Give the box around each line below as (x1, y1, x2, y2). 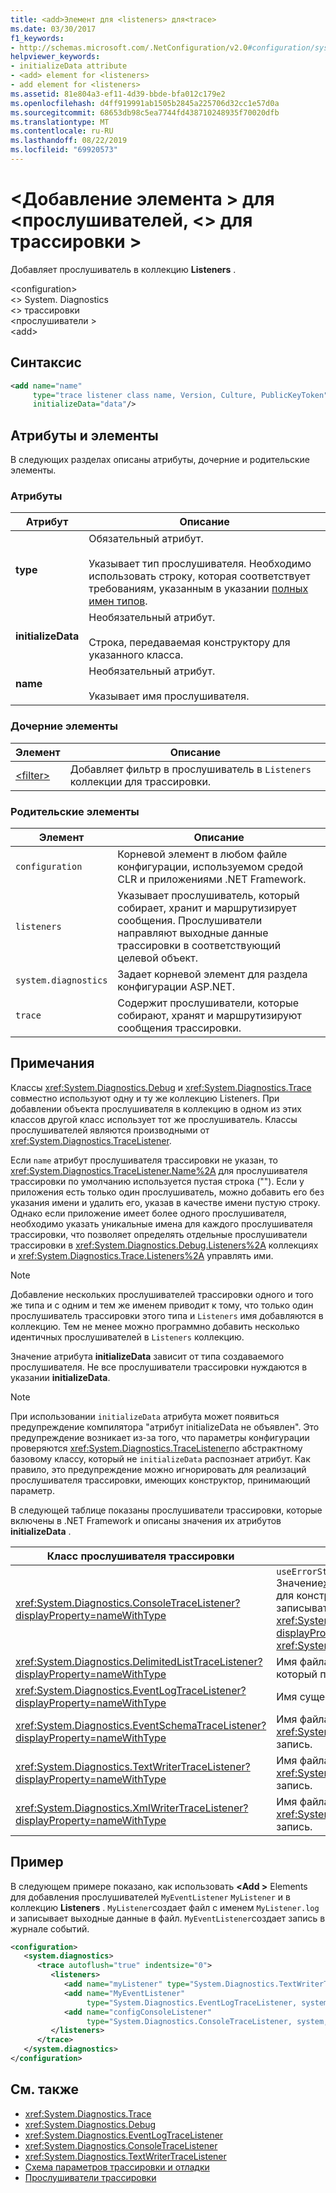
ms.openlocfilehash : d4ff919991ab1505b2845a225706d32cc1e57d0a (10, 98, 280, 108)
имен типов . (88, 594, 148, 608)
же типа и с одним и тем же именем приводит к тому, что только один (10, 1299, 314, 1311)
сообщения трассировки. (117, 1021, 242, 1035)
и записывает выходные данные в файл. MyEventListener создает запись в (10, 1912, 326, 1924)
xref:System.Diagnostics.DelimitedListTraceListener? (15, 1654, 263, 1668)
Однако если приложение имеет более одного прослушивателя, (10, 1207, 287, 1219)
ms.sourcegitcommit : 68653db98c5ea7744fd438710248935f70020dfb (10, 107, 280, 118)
